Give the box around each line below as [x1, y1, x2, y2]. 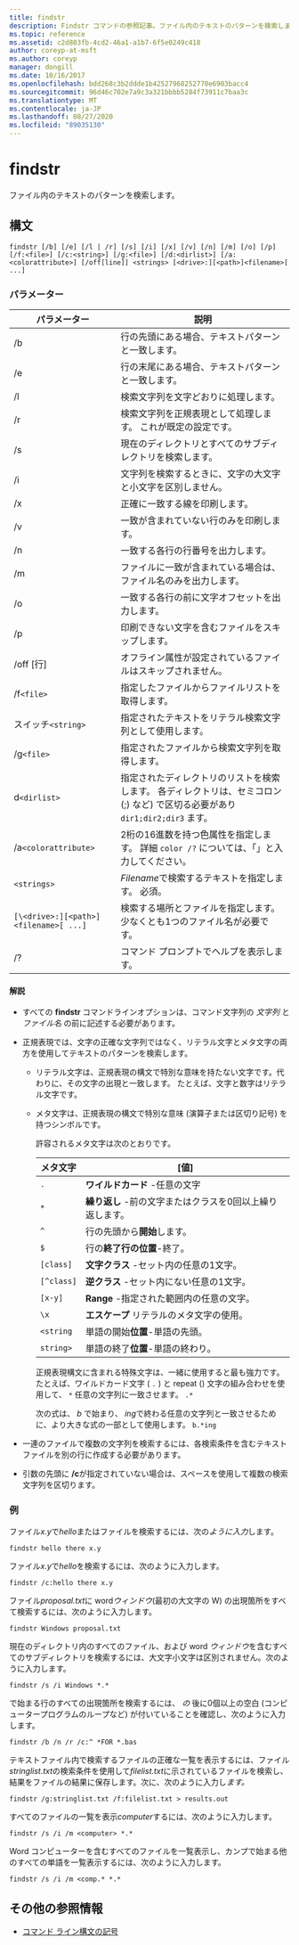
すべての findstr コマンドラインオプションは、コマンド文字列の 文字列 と [21, 1007, 290, 1017]
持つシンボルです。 [35, 1119, 106, 1130]
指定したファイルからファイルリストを [119, 682, 281, 694]
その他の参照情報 [9, 1900, 103, 1916]
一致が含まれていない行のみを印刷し [119, 514, 272, 527]
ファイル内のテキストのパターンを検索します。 [9, 189, 180, 200]
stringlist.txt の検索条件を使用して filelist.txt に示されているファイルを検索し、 [9, 1765, 288, 1776]
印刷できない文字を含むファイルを [119, 621, 263, 633]
